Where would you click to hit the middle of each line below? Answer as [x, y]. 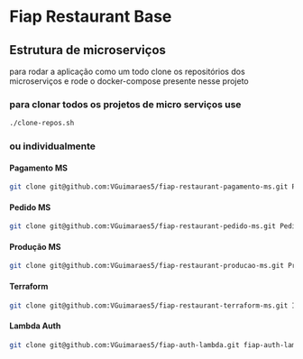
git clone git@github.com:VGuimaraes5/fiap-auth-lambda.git [125, 345]
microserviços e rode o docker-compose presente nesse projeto [129, 81]
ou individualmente [53, 146]
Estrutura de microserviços [88, 50]
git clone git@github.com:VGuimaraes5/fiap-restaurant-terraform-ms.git [149, 305]
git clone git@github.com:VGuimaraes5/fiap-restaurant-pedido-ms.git [143, 226]
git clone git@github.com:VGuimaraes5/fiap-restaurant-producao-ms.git [147, 266]
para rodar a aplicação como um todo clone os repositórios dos [127, 71]
